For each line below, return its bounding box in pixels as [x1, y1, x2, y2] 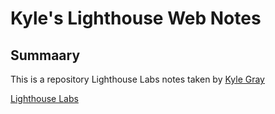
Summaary [10, 47, 81, 64]
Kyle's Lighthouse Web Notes [10, 7, 262, 30]
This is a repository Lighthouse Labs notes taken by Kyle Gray [10, 73, 265, 85]
